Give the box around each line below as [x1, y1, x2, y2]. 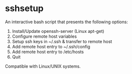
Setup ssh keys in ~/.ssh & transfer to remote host [12, 38, 113, 44]
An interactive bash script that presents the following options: [5, 19, 128, 25]
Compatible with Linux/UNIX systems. [5, 63, 81, 69]
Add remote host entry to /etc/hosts [12, 49, 84, 55]
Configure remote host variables [12, 33, 77, 39]
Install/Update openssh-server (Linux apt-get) [12, 28, 104, 34]
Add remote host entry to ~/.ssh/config [12, 44, 91, 49]
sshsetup [5, 3, 44, 14]
